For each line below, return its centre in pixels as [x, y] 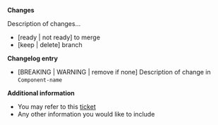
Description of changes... [44, 24]
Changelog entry [33, 58]
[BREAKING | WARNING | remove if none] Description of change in [114, 72]
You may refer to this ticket [57, 107]
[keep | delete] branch [50, 45]
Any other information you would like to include [86, 114]
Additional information [41, 93]
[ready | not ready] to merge [59, 37]
